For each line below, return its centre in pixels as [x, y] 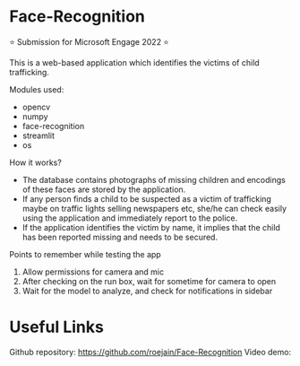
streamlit [39, 135]
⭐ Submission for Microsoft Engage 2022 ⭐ [89, 41]
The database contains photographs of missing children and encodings [154, 179]
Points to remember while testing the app [85, 254]
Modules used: [37, 89]
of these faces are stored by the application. [104, 189]
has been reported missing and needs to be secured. [120, 237]
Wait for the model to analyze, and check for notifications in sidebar [147, 291]
